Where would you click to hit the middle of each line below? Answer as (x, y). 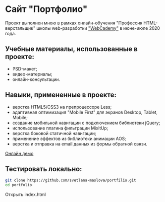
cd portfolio (19, 185)
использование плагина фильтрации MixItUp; (60, 128)
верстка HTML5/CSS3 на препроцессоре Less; (62, 107)
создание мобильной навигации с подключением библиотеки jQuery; (86, 123)
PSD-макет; (25, 68)
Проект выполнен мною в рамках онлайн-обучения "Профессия (74, 23)
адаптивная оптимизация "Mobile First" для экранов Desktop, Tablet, (85, 112)
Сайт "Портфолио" (46, 9)
